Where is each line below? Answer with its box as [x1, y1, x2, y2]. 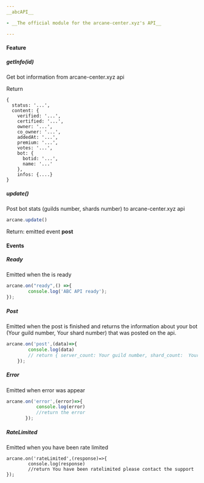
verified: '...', [17, 113, 61, 119]
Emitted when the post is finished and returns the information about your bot [6, 323, 198, 330]
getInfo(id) [6, 58, 35, 65]
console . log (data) [28, 347, 75, 353]
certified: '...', [17, 118, 64, 125]
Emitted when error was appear [6, 386, 86, 393]
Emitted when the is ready [6, 271, 72, 278]
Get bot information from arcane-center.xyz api [6, 74, 124, 81]
